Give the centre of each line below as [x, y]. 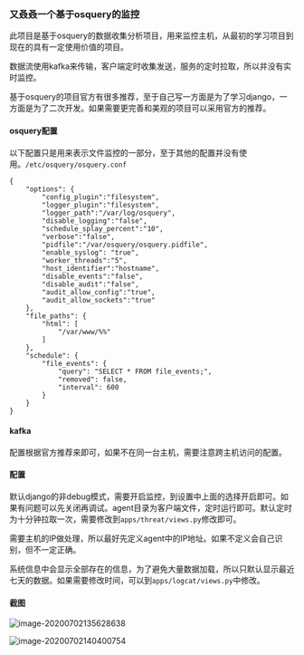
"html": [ [60, 323]
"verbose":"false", [79, 236]
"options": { [50, 189]
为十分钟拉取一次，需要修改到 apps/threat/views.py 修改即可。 [125, 519]
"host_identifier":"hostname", [101, 268]
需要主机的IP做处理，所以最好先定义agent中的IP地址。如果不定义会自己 [142, 538]
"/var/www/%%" [84, 332]
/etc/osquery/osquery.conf [76, 165]
